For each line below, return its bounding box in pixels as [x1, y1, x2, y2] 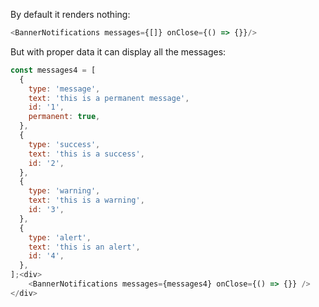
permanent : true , [28, 112, 101, 122]
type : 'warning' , [28, 186, 101, 196]
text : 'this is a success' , [28, 149, 145, 159]
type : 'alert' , [28, 232, 92, 243]
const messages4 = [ [10, 65, 97, 75]
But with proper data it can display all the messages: [10, 45, 227, 58]
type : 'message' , [28, 84, 101, 94]
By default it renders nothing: [10, 9, 131, 20]
